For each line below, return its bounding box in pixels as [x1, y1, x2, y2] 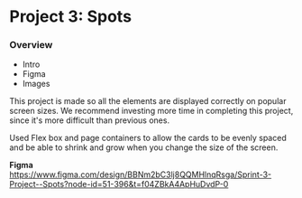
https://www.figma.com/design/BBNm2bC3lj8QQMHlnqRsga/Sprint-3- [9, 169, 272, 180]
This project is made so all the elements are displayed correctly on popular [9, 96, 287, 107]
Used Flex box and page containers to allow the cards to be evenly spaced [9, 133, 287, 144]
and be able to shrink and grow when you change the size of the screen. [9, 142, 279, 153]
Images [22, 79, 50, 90]
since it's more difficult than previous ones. [9, 115, 169, 126]
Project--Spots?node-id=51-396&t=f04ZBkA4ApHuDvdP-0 [9, 179, 229, 190]
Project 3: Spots [9, 6, 133, 27]
